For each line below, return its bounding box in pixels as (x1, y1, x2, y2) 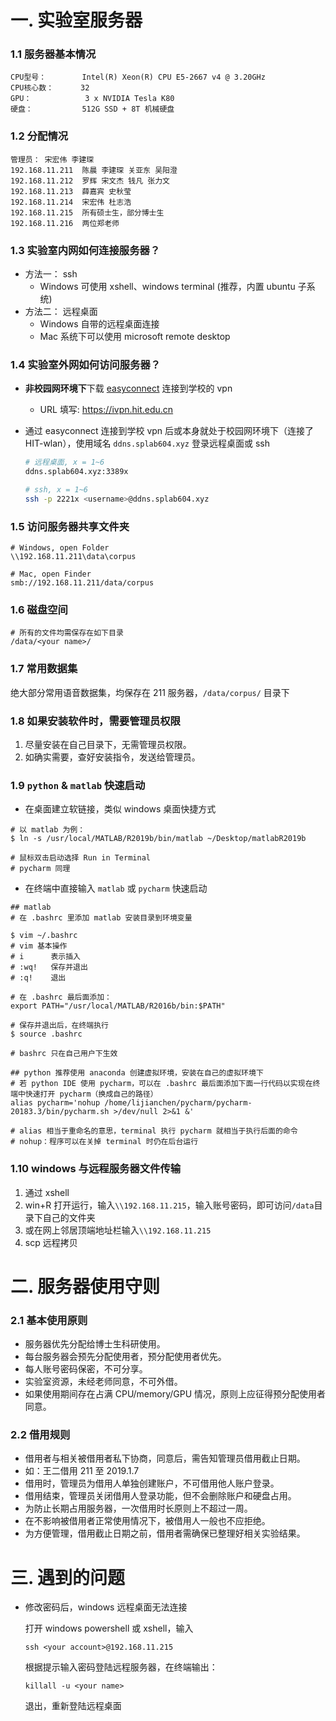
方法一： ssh (24, 268, 78, 280)
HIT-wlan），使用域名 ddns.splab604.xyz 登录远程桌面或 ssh (24, 437, 270, 450)
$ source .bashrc (10, 1029, 83, 1040)
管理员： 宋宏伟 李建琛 (10, 154, 95, 165)
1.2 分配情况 (10, 129, 69, 143)
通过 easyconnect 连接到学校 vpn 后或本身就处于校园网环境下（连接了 (24, 425, 315, 437)
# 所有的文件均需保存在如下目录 (10, 628, 124, 638)
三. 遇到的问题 (10, 1566, 126, 1589)
